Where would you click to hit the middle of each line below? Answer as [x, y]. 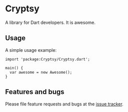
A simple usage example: [31, 50]
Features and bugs [35, 92]
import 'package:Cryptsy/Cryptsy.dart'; [48, 59]
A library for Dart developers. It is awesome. [50, 22]
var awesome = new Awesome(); [41, 72]
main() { [14, 68]
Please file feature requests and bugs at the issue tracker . [64, 104]
